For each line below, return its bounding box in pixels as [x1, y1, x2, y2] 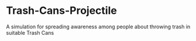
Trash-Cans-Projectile [6, 4, 117, 17]
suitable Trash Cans [6, 29, 54, 36]
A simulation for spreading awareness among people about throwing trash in [6, 23, 191, 30]
